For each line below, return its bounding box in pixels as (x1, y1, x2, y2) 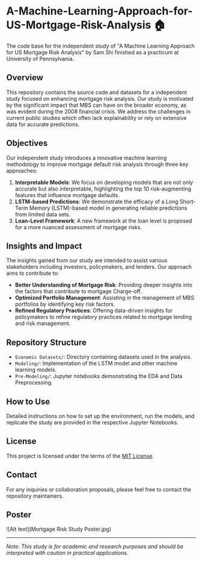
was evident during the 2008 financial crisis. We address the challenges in (6, 107, 191, 115)
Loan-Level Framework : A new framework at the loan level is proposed (14, 217, 192, 224)
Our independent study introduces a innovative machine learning (6, 154, 167, 161)
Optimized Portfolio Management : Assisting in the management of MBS (14, 294, 194, 302)
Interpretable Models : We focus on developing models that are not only (14, 178, 194, 186)
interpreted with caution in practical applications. (6, 549, 129, 557)
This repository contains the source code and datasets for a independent (6, 89, 188, 96)
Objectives (6, 138, 48, 148)
